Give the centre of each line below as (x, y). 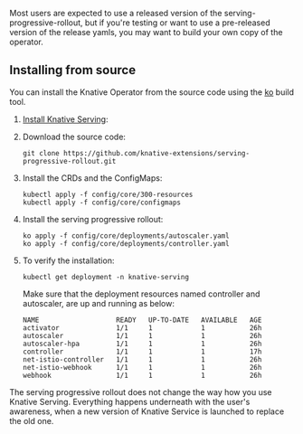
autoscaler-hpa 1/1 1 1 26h (142, 344)
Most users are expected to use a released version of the (116, 13)
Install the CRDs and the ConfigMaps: (92, 178)
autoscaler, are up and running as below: (98, 303)
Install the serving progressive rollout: (93, 219)
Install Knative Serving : (65, 119)
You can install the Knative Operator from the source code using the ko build (152, 92)
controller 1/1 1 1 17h (142, 352)
